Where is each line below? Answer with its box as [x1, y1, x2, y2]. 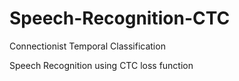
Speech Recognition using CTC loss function [9, 59, 194, 71]
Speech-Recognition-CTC [9, 7, 231, 30]
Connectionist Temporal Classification [9, 40, 166, 52]
